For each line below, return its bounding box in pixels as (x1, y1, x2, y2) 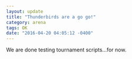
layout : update (6, 8, 44, 15)
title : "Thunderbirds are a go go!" (6, 14, 96, 20)
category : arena (6, 19, 46, 25)
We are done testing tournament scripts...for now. (6, 46, 127, 53)
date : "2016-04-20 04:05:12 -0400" (6, 30, 94, 36)
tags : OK (6, 25, 28, 31)
